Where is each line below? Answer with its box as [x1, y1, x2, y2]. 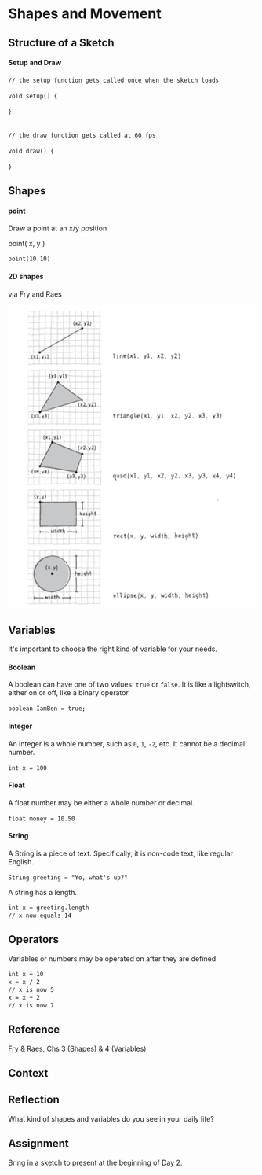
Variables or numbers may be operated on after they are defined [8, 953, 217, 963]
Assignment [8, 1137, 69, 1151]
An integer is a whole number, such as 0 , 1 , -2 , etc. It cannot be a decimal [8, 739, 246, 748]
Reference [8, 1023, 60, 1037]
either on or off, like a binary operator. [8, 688, 131, 698]
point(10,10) [8, 255, 51, 263]
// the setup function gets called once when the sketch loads [8, 76, 220, 84]
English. [8, 856, 34, 866]
